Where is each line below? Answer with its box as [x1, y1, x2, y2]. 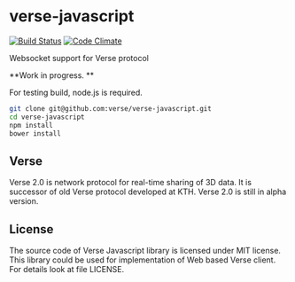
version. [9, 196, 39, 207]
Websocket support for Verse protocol [9, 52, 149, 63]
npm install [9, 121, 53, 129]
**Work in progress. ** [9, 69, 95, 81]
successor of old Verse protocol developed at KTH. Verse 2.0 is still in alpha [9, 186, 287, 197]
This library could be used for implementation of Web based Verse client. [9, 255, 276, 265]
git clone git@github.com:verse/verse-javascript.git [9, 104, 213, 113]
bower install [9, 129, 62, 138]
